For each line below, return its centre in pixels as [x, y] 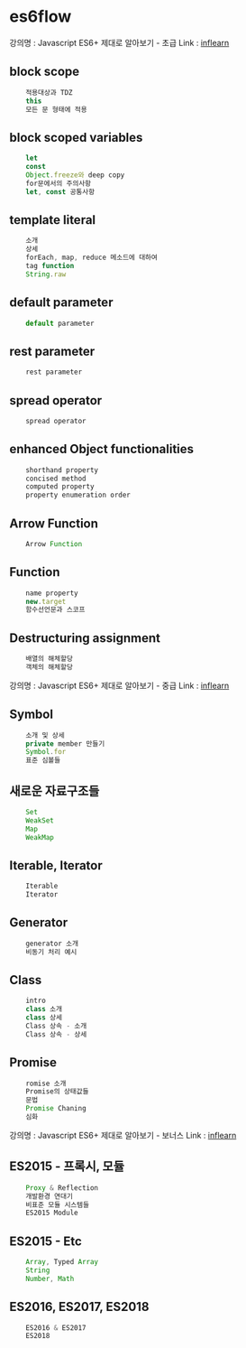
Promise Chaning [56, 1109]
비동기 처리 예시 [51, 952]
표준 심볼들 [43, 760]
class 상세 [44, 1018]
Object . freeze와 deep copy [75, 175]
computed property [60, 487]
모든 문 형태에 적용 [56, 109]
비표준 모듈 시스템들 [58, 1204]
